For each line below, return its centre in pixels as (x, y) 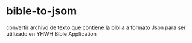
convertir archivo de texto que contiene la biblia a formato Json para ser (96, 27)
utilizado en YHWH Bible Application (51, 33)
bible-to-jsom (42, 11)
